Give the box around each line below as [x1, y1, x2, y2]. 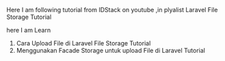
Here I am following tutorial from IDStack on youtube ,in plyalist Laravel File [6, 6, 218, 14]
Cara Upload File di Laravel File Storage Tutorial [16, 39, 151, 47]
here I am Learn [6, 26, 51, 34]
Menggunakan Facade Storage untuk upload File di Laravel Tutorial [16, 47, 206, 54]
